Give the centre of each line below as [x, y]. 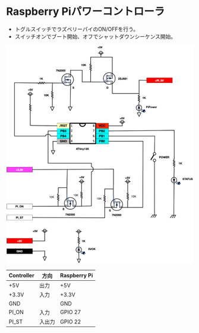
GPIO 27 [71, 312]
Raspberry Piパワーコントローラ [86, 12]
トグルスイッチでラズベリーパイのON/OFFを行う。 [77, 29]
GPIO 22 [71, 321]
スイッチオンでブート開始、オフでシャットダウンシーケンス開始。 [95, 36]
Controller [21, 276]
